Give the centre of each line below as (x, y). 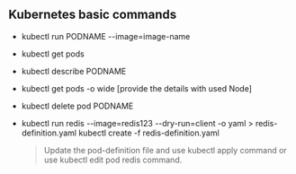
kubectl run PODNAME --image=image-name (106, 36)
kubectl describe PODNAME (74, 71)
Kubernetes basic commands (93, 15)
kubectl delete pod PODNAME (77, 106)
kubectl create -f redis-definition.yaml (149, 133)
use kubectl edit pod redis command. (113, 160)
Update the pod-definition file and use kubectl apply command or (165, 150)
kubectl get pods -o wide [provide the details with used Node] (137, 88)
